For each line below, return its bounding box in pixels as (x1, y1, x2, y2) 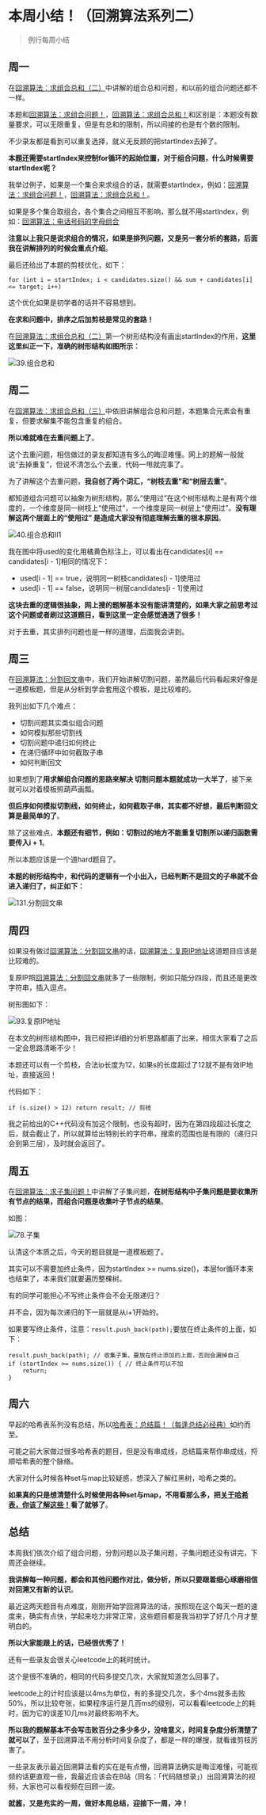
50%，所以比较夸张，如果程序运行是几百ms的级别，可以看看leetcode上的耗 (8, 1698, 256, 1707)
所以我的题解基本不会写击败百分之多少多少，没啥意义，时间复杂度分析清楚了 (8, 1725, 258, 1734)
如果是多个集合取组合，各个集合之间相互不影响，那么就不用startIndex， (8, 207, 243, 216)
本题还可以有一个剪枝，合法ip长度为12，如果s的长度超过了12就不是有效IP (8, 1060, 247, 1070)
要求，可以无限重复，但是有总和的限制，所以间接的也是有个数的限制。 (14, 120, 244, 129)
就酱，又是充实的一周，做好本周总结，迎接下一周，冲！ (8, 1798, 188, 1808)
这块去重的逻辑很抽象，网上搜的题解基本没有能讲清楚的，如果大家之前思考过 (8, 599, 258, 610)
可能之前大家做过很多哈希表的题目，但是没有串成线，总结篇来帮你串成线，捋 (8, 1446, 258, 1455)
